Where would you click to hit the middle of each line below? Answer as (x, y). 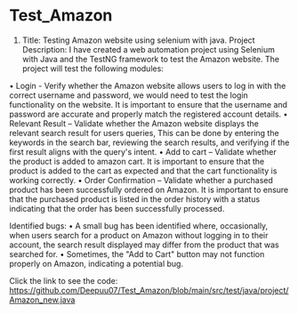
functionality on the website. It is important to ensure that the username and (148, 104)
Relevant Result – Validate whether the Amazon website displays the (134, 123)
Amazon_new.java (42, 300)
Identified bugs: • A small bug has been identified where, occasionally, (139, 225)
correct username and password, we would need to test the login (129, 95)
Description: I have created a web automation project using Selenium (149, 49)
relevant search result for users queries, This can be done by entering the (144, 133)
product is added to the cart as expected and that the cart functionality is (143, 171)
